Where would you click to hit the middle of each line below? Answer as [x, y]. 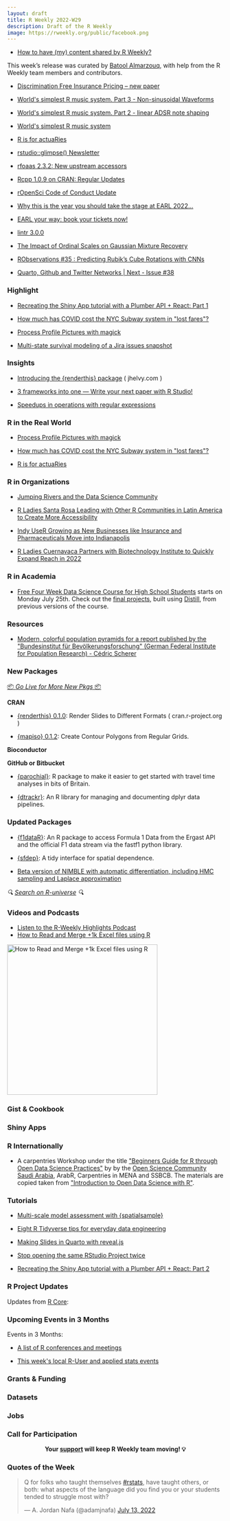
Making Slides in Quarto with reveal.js [70, 1242]
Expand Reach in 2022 [49, 559]
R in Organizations [38, 482]
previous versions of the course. [63, 606]
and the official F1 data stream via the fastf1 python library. [100, 844]
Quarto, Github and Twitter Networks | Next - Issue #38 [95, 273]
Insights [21, 363]
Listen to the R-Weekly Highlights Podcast [77, 927]
